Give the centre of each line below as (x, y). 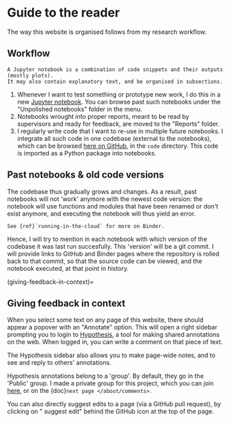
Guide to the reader (64, 13)
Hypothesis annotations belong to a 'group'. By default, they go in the (106, 376)
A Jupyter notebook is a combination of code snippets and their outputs (115, 69)
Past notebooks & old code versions (86, 175)
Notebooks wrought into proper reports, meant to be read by (103, 116)
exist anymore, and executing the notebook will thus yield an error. (102, 213)
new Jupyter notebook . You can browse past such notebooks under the (119, 102)
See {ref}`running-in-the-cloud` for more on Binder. (86, 226)
